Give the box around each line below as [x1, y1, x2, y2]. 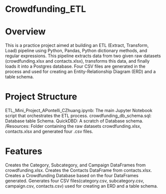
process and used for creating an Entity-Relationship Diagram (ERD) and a [5, 69, 156, 75]
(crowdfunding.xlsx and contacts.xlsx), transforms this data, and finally [5, 58, 150, 64]
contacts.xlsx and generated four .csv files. [5, 128, 93, 134]
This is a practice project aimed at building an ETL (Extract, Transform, [5, 42, 149, 48]
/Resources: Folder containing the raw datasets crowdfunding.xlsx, [5, 123, 142, 129]
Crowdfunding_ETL [5, 3, 86, 15]
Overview [5, 26, 46, 38]
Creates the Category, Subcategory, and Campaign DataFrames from [5, 162, 146, 168]
